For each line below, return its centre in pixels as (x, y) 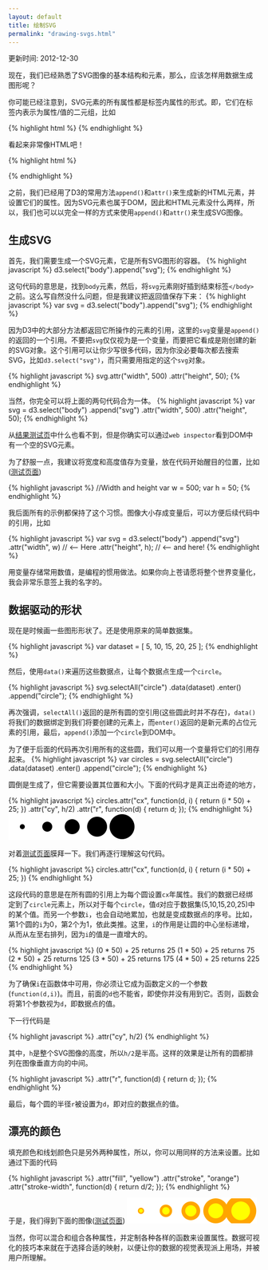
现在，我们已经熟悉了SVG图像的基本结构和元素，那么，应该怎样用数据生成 (131, 75)
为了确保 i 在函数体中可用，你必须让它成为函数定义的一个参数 (108, 983)
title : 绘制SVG (32, 25)
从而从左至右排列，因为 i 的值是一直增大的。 (80, 934)
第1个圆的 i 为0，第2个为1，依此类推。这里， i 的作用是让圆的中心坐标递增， (131, 924)
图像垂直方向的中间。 (57, 1063)
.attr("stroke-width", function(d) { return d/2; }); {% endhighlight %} (119, 1186)
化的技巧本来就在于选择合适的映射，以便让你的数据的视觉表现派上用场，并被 (134, 1247)
